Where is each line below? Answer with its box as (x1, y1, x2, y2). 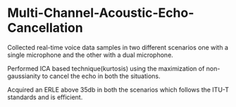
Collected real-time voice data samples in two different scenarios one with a (7, 43, 229, 51)
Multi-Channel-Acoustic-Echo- (7, 5, 194, 21)
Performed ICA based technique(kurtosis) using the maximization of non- (7, 64, 221, 73)
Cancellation (7, 20, 83, 36)
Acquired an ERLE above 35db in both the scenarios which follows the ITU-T (7, 85, 230, 94)
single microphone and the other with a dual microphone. (7, 51, 174, 59)
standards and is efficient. (7, 93, 83, 101)
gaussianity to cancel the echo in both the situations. (7, 72, 161, 80)
